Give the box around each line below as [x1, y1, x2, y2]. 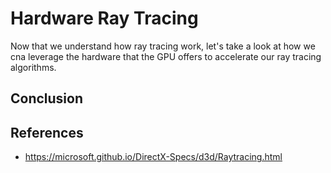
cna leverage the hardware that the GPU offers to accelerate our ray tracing [10, 50, 322, 62]
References [10, 124, 84, 141]
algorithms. [10, 61, 57, 73]
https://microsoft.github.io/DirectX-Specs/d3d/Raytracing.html [24, 151, 283, 163]
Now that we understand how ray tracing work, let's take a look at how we [10, 40, 316, 52]
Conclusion [10, 90, 84, 107]
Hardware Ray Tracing [10, 7, 199, 30]
